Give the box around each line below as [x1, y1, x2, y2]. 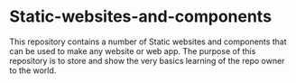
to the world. [9, 65, 57, 76]
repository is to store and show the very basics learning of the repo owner [9, 55, 285, 66]
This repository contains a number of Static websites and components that [9, 36, 287, 47]
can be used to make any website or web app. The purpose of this [9, 45, 256, 56]
